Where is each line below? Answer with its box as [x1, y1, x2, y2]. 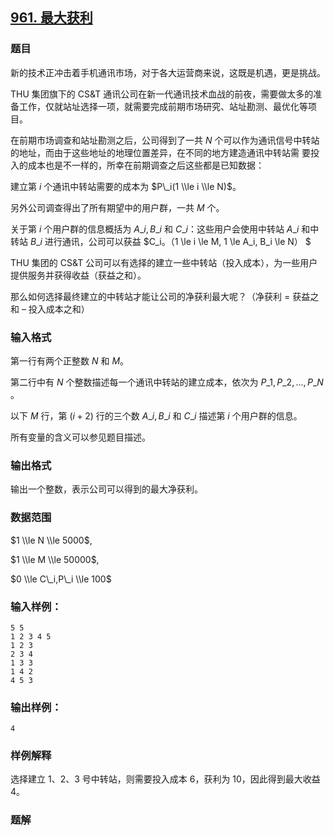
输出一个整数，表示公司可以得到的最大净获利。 [10, 483, 203, 495]
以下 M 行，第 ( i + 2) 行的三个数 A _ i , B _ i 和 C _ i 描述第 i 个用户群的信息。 [10, 409, 303, 422]
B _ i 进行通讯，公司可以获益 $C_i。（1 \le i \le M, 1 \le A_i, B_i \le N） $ [29, 235, 312, 247]
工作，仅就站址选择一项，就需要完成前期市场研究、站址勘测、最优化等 [18, 100, 308, 112]
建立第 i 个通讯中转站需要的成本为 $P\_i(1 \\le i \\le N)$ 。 [10, 180, 242, 192]
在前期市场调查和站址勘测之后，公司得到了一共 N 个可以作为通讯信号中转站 [10, 134, 320, 146]
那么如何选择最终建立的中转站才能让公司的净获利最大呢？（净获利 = [10, 290, 291, 302]
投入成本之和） [28, 303, 90, 315]
